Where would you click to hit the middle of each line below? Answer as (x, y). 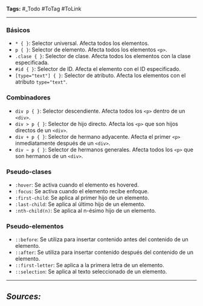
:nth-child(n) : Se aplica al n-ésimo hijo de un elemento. (85, 210)
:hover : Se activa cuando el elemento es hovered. (77, 185)
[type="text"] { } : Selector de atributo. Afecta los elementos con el (100, 76)
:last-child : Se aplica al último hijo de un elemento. (80, 204)
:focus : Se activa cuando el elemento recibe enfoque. (82, 191)
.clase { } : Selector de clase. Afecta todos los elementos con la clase (103, 56)
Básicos (18, 30)
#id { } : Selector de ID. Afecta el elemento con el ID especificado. (98, 69)
